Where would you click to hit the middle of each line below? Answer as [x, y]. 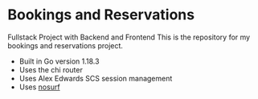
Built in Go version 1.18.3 [59, 61]
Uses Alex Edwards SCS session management [96, 78]
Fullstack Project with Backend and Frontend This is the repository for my [129, 37]
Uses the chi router [51, 69]
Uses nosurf [40, 87]
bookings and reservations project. [66, 45]
